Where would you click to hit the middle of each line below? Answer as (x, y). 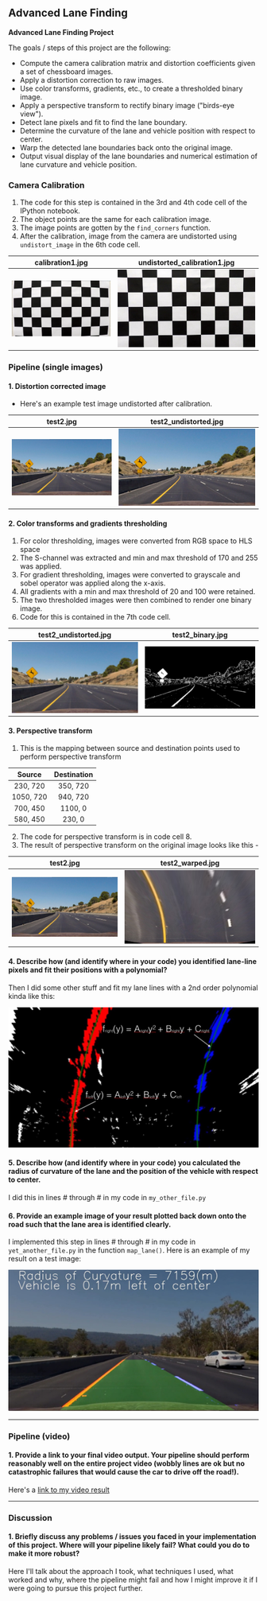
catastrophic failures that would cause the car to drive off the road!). (124, 1472)
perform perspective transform (70, 757)
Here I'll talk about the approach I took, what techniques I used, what (121, 1572)
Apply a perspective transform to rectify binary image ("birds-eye (127, 105)
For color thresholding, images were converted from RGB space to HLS (136, 541)
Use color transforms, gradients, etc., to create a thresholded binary (131, 88)
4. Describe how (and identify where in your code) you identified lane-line (132, 961)
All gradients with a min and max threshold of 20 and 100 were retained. (137, 592)
